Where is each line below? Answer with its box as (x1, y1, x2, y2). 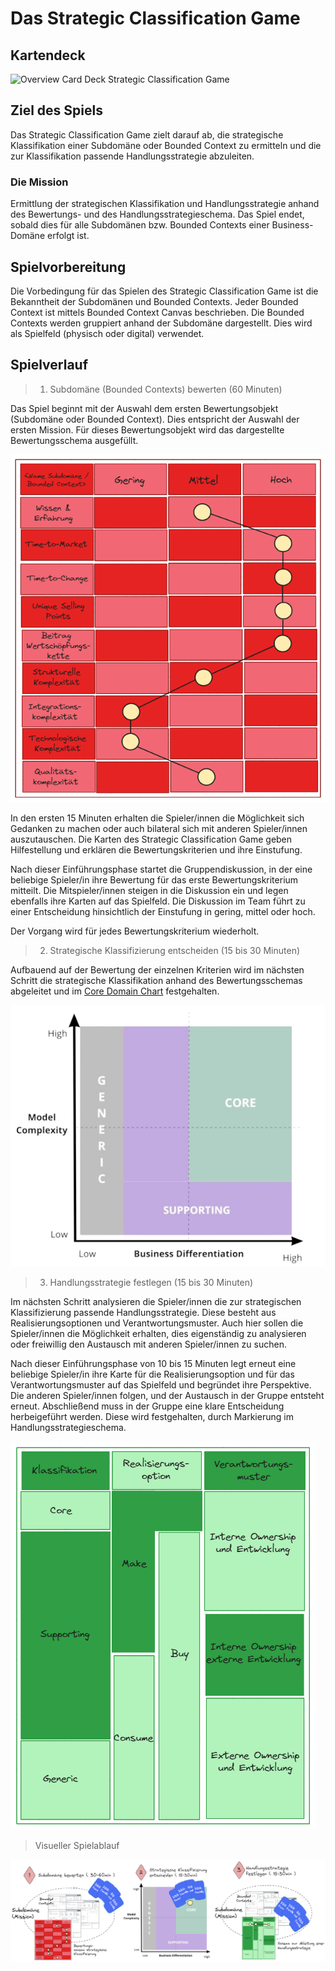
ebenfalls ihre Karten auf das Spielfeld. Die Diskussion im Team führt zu (10, 895, 306, 907)
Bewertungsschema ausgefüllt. (10, 434, 139, 446)
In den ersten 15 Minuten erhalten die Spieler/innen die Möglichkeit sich (10, 812, 305, 824)
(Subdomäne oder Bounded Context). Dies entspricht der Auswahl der (10, 413, 300, 425)
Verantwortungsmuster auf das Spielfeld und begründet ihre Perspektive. (10, 1379, 312, 1391)
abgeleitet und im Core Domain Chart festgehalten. (10, 985, 220, 997)
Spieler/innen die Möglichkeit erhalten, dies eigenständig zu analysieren (10, 1328, 307, 1340)
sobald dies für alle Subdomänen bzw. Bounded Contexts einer (10, 219, 270, 231)
